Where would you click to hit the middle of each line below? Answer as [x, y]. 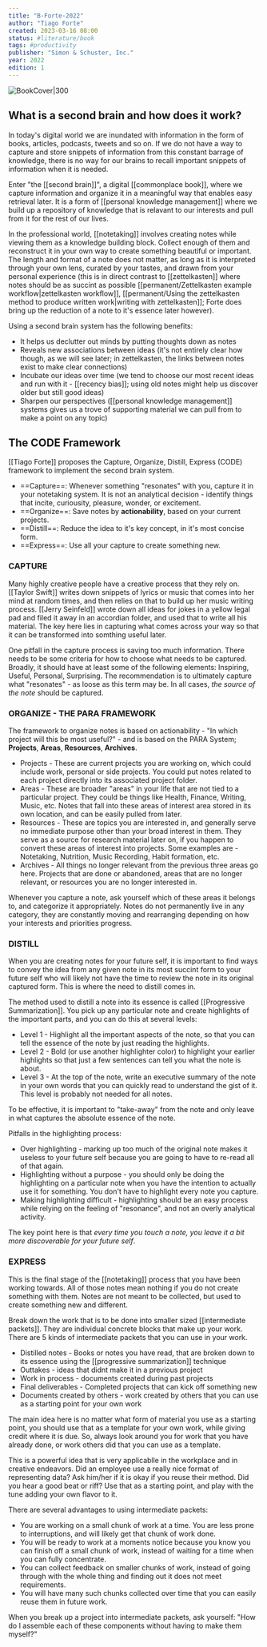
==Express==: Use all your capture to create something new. [120, 545]
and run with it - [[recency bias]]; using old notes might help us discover [139, 384]
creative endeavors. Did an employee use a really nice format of [114, 1469]
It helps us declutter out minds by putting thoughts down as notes [128, 341]
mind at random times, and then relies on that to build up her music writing [131, 600]
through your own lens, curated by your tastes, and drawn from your [121, 268]
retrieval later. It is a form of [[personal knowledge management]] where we [133, 201]
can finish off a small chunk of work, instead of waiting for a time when [137, 1550]
